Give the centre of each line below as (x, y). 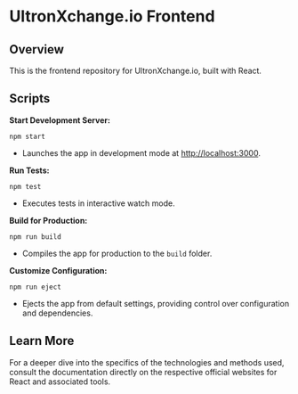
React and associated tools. (60, 382)
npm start (28, 136)
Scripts (30, 98)
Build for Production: (48, 220)
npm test (25, 186)
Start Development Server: (60, 120)
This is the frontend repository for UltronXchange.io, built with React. (136, 70)
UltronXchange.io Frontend (112, 16)
